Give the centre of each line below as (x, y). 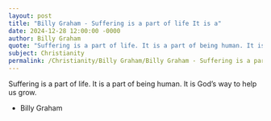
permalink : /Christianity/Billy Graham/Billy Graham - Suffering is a (129, 61)
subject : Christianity (46, 53)
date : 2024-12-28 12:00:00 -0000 (65, 31)
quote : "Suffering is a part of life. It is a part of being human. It (131, 46)
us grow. (23, 92)
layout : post (30, 16)
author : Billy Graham (45, 38)
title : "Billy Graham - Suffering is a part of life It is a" (115, 23)
